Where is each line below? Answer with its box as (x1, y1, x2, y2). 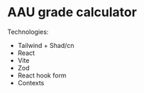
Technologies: (7, 27, 49, 36)
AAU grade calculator (7, 4, 137, 20)
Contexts (17, 78, 45, 87)
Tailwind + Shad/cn (17, 41, 74, 49)
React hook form (17, 71, 67, 80)
